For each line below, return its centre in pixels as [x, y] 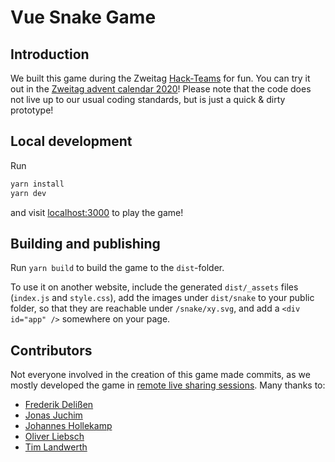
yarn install [37, 184]
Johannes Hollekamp [68, 426]
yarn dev [28, 193]
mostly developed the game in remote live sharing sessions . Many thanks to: [168, 385]
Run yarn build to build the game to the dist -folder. [117, 268]
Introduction [50, 54]
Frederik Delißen [59, 405]
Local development [71, 141]
